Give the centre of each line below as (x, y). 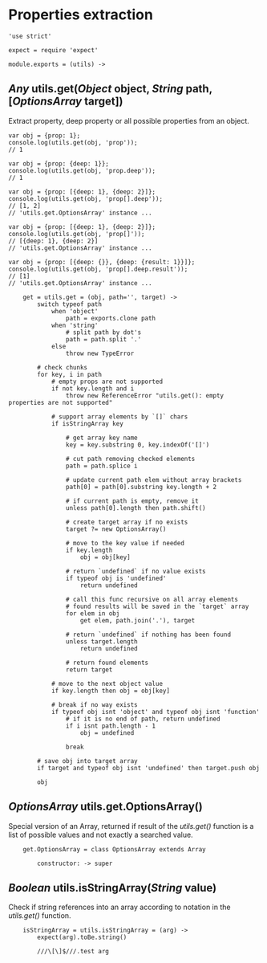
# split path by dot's (103, 332)
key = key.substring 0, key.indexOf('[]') (138, 445)
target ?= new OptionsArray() (116, 529)
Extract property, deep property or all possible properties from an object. (129, 120)
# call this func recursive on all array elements (152, 599)
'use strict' (30, 36)
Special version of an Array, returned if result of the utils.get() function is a (131, 826)
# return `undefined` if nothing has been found (148, 635)
